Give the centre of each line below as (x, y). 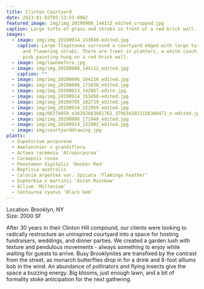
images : (16, 35)
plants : (16, 136)
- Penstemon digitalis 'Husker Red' (58, 164)
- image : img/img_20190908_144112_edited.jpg (70, 68)
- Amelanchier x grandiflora (49, 147)
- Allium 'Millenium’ (39, 187)
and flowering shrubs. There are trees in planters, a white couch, (111, 51)
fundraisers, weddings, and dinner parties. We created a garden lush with (98, 241)
